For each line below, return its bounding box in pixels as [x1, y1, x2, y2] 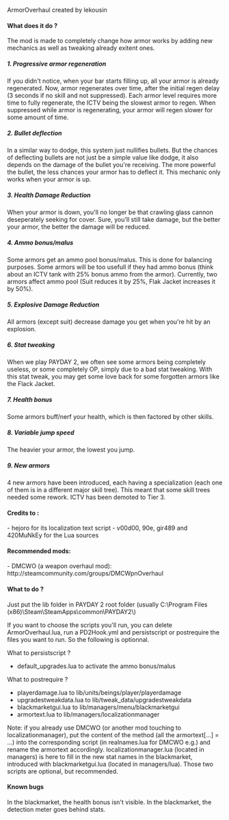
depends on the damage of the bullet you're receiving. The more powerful [7, 161, 216, 169]
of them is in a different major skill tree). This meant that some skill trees [7, 485, 211, 494]
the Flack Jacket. [7, 380, 56, 388]
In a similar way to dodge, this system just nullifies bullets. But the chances [7, 146, 218, 155]
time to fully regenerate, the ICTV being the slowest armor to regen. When [7, 99, 216, 107]
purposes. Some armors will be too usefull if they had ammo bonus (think [7, 263, 214, 271]
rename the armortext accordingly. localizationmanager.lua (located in [7, 745, 205, 754]
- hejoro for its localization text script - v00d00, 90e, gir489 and [7, 524, 188, 533]
